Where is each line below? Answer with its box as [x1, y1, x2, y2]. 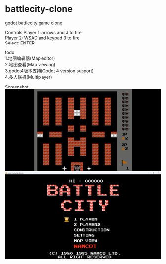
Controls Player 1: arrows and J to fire [5, 29, 82, 35]
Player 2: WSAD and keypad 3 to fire [5, 35, 80, 41]
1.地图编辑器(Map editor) [5, 55, 55, 61]
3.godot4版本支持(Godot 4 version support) [5, 68, 94, 74]
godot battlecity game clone [5, 20, 63, 26]
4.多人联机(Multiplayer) [5, 74, 52, 80]
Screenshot [5, 84, 29, 89]
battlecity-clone [5, 3, 73, 15]
